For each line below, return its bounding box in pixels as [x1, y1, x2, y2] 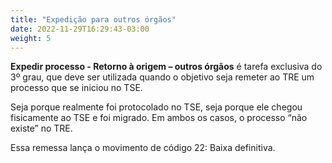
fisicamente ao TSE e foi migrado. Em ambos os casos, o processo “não [10, 112, 308, 124]
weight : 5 [10, 33, 52, 43]
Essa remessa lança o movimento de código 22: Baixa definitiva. [10, 142, 276, 154]
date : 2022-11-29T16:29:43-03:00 [10, 24, 150, 34]
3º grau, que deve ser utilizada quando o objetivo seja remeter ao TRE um [10, 71, 315, 83]
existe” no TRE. [10, 122, 73, 135]
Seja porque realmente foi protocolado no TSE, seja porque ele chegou [10, 101, 303, 113]
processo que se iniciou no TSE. [10, 82, 143, 94]
